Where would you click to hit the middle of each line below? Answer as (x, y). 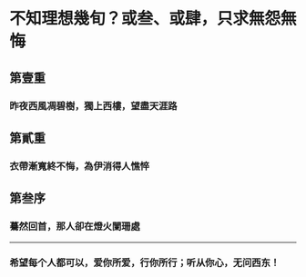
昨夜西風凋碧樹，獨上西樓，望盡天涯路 (93, 105)
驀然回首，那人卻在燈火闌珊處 (75, 226)
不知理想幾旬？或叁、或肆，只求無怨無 (153, 19)
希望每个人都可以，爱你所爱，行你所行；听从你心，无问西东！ (145, 262)
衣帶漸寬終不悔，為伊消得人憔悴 (80, 166)
